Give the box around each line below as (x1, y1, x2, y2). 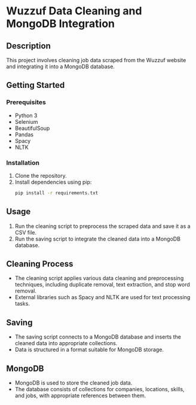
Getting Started (6, 80, 65, 90)
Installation (6, 159, 40, 167)
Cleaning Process (6, 259, 73, 269)
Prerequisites (6, 98, 46, 106)
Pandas (14, 130, 34, 138)
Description (6, 41, 51, 51)
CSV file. (14, 229, 37, 236)
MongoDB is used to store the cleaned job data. (14, 379, 133, 386)
